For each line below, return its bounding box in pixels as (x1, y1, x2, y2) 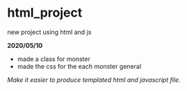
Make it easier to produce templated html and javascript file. (7, 75, 181, 84)
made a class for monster (17, 54, 90, 63)
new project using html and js (7, 28, 92, 36)
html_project (7, 5, 83, 21)
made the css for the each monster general (17, 62, 141, 70)
